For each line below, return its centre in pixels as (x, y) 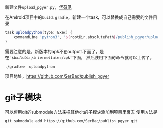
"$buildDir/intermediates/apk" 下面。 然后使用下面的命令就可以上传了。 (82, 57)
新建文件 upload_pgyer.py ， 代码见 (38, 7)
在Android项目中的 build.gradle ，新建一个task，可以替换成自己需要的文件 (79, 17)
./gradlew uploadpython (30, 67)
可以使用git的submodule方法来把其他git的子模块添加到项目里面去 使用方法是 (81, 112)
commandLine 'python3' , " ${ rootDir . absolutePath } (65, 37)
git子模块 (23, 97)
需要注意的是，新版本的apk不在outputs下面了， (53, 51)
